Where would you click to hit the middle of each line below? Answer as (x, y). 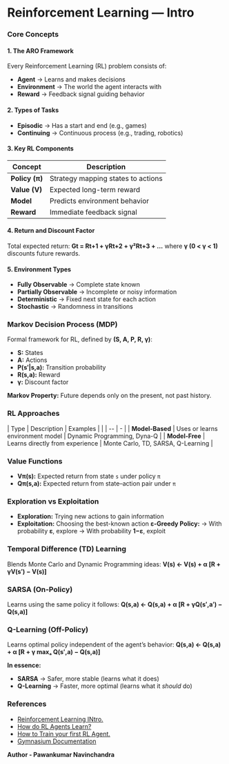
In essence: (24, 665)
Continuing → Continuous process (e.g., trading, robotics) (100, 133)
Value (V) (27, 189)
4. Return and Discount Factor (51, 231)
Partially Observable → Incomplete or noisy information (97, 292)
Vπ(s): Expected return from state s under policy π (89, 476)
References (27, 704)
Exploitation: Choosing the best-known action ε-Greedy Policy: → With (119, 524)
